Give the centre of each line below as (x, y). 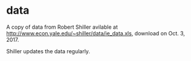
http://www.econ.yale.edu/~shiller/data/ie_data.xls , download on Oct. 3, (96, 33)
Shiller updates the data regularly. (48, 51)
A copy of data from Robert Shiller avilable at (62, 27)
